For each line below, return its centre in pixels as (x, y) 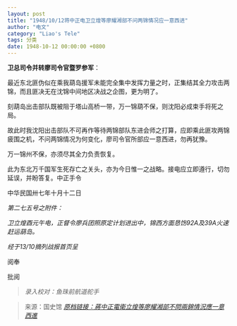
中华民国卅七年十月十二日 (44, 193)
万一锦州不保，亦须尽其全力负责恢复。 (63, 154)
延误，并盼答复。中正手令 (44, 178)
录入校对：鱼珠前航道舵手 (62, 291)
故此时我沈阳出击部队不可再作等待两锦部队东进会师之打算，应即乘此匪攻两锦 (119, 130)
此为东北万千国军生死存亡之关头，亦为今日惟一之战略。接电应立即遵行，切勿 (119, 169)
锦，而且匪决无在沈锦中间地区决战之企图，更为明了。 (85, 91)
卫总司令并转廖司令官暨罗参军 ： (54, 67)
